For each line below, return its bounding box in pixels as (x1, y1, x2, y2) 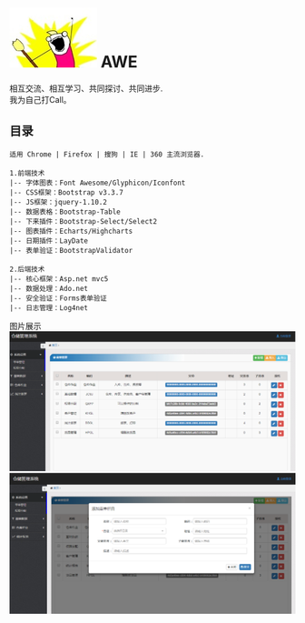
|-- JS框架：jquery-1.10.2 (9, 197, 107, 206)
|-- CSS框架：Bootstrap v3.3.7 (9, 187, 124, 197)
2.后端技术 (9, 265, 45, 274)
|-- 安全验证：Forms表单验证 (9, 294, 107, 303)
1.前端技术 (9, 168, 45, 177)
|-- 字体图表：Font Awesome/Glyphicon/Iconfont (9, 178, 186, 187)
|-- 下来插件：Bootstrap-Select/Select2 (9, 216, 157, 226)
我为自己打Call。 (9, 94, 72, 105)
